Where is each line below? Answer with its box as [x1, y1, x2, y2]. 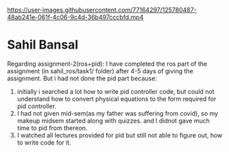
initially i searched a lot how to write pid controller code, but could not [16, 87, 215, 95]
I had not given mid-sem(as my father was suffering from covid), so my [16, 109, 218, 117]
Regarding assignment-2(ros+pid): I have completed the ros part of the [7, 60, 208, 68]
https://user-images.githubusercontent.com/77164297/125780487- [7, 6, 197, 14]
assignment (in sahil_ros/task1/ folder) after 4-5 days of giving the [7, 66, 193, 75]
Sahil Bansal [7, 37, 79, 53]
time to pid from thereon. [16, 123, 88, 132]
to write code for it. [16, 138, 71, 147]
